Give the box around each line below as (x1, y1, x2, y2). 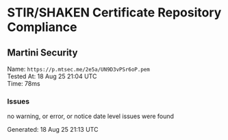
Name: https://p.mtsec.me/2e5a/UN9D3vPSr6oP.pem (7, 65, 151, 73)
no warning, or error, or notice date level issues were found (7, 112, 175, 121)
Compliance (7, 19, 77, 35)
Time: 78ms (7, 80, 40, 87)
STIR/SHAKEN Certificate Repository (7, 5, 222, 21)
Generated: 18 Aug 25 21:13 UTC (7, 126, 99, 134)
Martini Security (7, 47, 78, 58)
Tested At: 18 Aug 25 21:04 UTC (7, 72, 97, 80)
